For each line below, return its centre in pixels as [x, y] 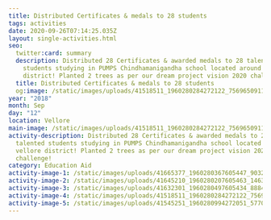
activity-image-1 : [39, 173]
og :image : [32, 91]
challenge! [34, 158]
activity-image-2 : [39, 181]
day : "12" [25, 114]
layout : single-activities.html [63, 38]
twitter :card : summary [54, 53]
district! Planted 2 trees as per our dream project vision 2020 [135, 76]
